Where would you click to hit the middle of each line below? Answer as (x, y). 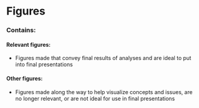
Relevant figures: (29, 44)
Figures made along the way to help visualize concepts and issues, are (104, 92)
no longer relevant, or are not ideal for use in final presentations (95, 98)
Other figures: (25, 78)
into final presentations (44, 64)
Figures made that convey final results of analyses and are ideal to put (103, 58)
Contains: (21, 30)
